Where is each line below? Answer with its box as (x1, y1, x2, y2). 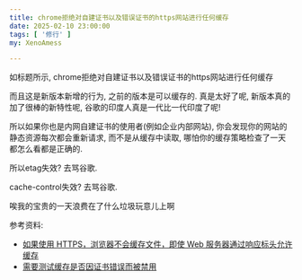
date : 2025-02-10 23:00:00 (9, 22, 111, 31)
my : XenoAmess (9, 38, 63, 48)
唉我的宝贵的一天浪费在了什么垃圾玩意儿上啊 (9, 201, 175, 212)
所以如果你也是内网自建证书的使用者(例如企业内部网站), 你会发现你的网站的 (9, 121, 288, 132)
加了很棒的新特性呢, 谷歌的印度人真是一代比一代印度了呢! (9, 102, 221, 113)
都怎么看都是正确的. (9, 144, 84, 154)
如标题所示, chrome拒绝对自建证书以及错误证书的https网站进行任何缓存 (9, 72, 274, 83)
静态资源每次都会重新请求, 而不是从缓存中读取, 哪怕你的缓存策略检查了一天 (9, 132, 286, 144)
